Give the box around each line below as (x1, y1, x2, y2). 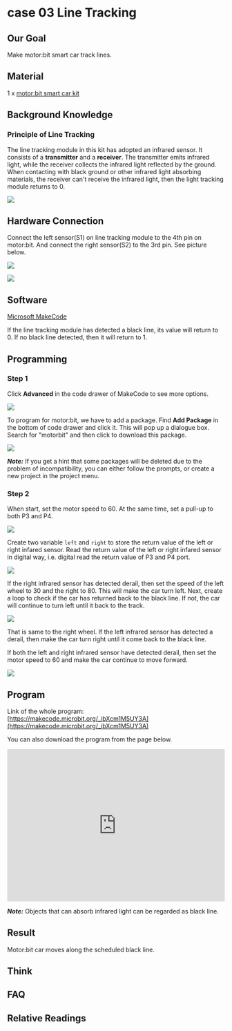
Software (7, 294, 48, 305)
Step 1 (7, 374, 28, 384)
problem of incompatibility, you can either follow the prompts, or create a (7, 464, 215, 473)
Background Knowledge (7, 109, 113, 121)
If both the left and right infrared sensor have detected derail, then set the (7, 648, 217, 657)
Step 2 (7, 489, 30, 498)
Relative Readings (7, 1012, 86, 1024)
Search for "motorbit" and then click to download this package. (7, 431, 187, 439)
